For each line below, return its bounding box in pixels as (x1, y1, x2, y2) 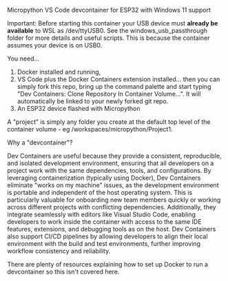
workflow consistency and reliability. (7, 247, 111, 255)
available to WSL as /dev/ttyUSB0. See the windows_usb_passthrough (7, 27, 208, 34)
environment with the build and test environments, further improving (7, 240, 201, 247)
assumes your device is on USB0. (7, 41, 103, 49)
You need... (7, 54, 40, 63)
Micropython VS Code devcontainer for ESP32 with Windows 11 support (7, 6, 211, 14)
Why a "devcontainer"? (7, 138, 73, 147)
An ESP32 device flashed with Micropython (17, 105, 141, 112)
